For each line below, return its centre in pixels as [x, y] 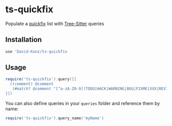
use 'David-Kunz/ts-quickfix [36, 51]
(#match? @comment [32, 89]
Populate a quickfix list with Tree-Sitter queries [55, 24]
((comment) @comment [32, 84]
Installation [24, 40]
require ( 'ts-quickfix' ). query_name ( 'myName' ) [55, 118]
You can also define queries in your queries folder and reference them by [83, 103]
